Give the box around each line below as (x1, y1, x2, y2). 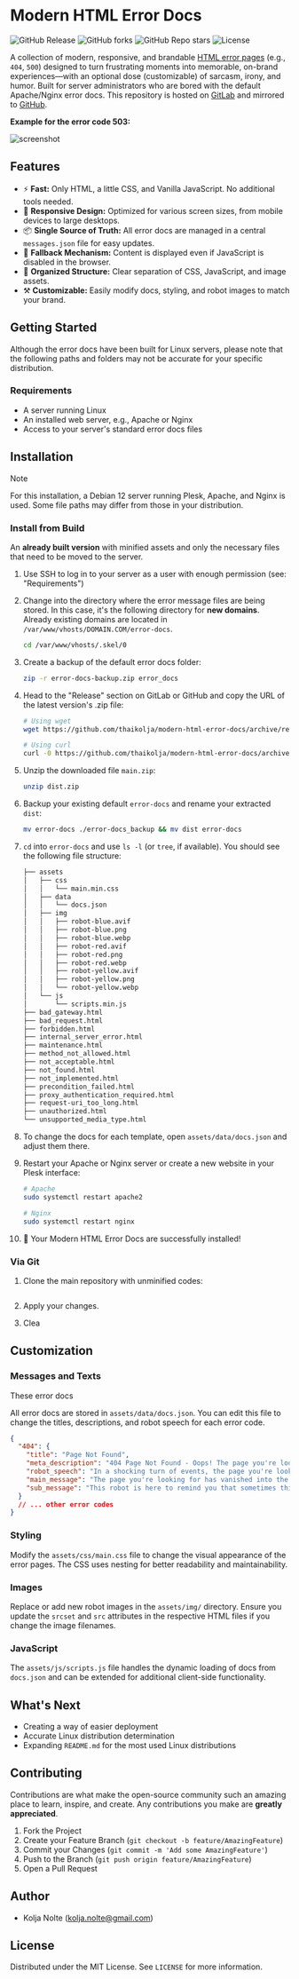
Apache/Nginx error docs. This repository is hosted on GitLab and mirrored (10, 90, 285, 100)
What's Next (10, 1698, 81, 1713)
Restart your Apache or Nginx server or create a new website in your (22, 1158, 274, 1168)
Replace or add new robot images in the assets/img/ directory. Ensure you (10, 1601, 282, 1611)
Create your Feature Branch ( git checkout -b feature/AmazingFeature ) (22, 1834, 284, 1845)
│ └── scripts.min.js (22, 1000, 127, 1009)
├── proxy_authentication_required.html (22, 1090, 175, 1099)
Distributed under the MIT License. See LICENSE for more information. (10, 1961, 263, 1972)
